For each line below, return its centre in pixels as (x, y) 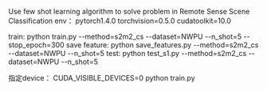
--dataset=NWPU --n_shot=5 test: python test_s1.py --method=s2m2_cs (128, 53)
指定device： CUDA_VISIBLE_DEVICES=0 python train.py (102, 78)
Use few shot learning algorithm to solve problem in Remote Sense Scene (129, 11)
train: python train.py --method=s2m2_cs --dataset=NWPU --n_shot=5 (125, 36)
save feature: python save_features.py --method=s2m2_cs (163, 45)
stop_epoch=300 (37, 45)
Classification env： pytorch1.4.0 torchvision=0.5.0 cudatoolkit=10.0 (120, 21)
